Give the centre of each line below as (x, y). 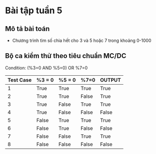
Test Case (20, 80)
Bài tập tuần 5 (34, 11)
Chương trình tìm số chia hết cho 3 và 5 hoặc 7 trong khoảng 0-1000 (82, 40)
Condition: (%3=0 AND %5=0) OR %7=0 (46, 68)
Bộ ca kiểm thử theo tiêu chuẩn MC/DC (66, 56)
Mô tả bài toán (28, 29)
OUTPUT (111, 80)
